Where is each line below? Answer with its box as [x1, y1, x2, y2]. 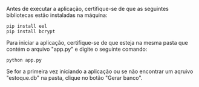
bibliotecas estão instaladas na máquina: [6, 11, 108, 19]
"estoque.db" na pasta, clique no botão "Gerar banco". [6, 74, 143, 81]
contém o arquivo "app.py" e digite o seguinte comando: [6, 45, 148, 53]
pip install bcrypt [6, 28, 56, 34]
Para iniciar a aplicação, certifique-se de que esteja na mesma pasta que [6, 39, 189, 46]
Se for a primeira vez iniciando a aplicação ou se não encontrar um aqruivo [6, 68, 194, 75]
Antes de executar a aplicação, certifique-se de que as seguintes [6, 5, 169, 12]
